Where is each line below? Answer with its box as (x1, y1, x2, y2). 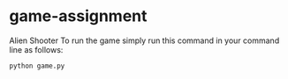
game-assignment (9, 6, 148, 26)
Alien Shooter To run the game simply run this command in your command (9, 35, 280, 46)
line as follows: (9, 44, 64, 54)
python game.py (9, 61, 65, 70)
